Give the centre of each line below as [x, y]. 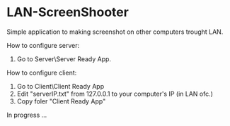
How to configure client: [42, 73]
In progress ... [27, 115]
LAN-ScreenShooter [68, 12]
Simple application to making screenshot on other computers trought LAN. [115, 32]
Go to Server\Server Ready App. [64, 59]
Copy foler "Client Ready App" [61, 101]
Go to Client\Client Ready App [60, 86]
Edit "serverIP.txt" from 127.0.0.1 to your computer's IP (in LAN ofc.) [115, 94]
